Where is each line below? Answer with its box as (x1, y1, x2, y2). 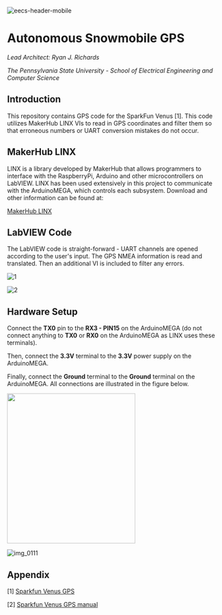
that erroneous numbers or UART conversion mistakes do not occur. (7, 126, 199, 134)
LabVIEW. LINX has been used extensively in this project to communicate (7, 179, 213, 187)
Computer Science (7, 73, 60, 82)
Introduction (7, 93, 61, 106)
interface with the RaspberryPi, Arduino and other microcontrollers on (7, 171, 204, 180)
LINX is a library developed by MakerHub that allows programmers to (7, 165, 202, 173)
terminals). (7, 339, 38, 347)
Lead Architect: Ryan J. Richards (7, 53, 100, 61)
